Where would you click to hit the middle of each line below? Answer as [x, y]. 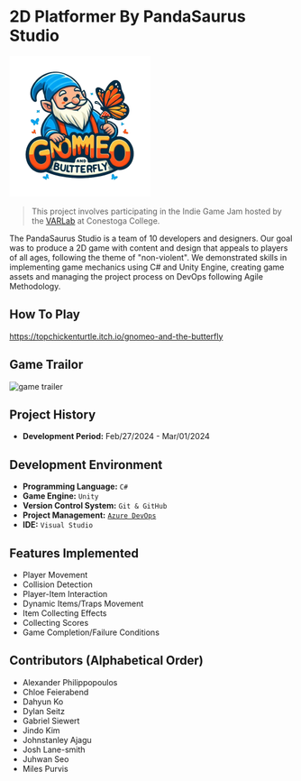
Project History [53, 414]
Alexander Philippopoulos [70, 682]
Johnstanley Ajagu [57, 740]
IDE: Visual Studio [58, 525]
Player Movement [55, 575]
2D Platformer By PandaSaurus [128, 17]
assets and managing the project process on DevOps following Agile [137, 276]
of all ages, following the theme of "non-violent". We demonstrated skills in [148, 257]
